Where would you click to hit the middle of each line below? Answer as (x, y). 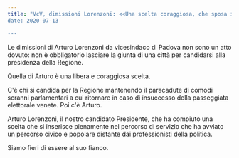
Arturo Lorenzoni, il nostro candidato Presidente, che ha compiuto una (110, 119)
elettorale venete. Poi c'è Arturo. (55, 105)
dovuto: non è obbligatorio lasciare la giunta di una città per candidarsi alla (117, 55)
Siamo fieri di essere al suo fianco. (58, 147)
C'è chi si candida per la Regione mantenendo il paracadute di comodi (110, 90)
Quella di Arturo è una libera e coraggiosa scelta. (79, 76)
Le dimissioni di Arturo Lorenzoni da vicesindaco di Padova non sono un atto (120, 47)
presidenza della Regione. (46, 62)
